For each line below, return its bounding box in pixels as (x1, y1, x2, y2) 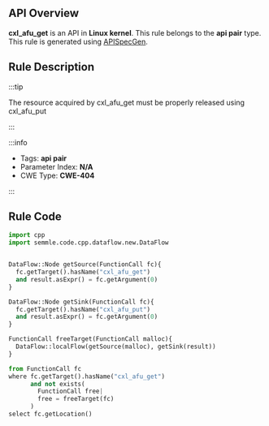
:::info (8, 137, 28, 147)
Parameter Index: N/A (20, 161, 93, 171)
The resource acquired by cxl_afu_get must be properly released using (8, 97, 245, 107)
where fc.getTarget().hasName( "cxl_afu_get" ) (8, 372, 165, 381)
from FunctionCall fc (8, 364, 82, 372)
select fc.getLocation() (8, 410, 93, 419)
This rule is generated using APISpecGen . (8, 37, 149, 46)
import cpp (8, 231, 46, 239)
